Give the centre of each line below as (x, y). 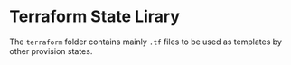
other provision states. (51, 51)
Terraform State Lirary (95, 17)
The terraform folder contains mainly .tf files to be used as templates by (146, 42)
